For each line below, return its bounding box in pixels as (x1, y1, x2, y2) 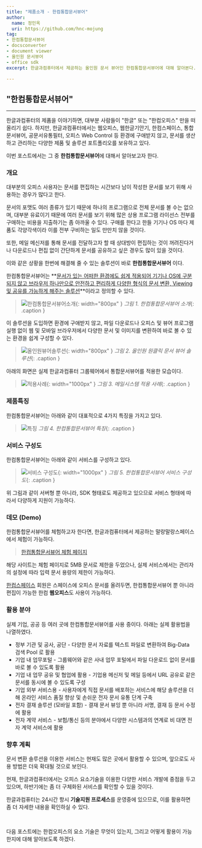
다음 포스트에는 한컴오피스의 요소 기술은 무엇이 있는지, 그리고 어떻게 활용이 (6, 828, 182, 835)
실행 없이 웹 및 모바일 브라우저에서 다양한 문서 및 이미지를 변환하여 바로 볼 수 (6, 327, 186, 334)
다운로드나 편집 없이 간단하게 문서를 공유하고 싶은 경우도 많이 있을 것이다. (12, 247, 185, 254)
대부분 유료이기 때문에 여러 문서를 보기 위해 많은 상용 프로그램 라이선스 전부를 (14, 212, 195, 219)
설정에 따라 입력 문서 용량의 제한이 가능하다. (12, 569, 115, 576)
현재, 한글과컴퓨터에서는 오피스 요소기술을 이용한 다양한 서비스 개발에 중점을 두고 (6, 775, 196, 782)
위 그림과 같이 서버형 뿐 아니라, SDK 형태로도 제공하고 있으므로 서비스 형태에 (6, 489, 185, 497)
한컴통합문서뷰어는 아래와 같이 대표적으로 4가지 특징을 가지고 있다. (6, 412, 162, 419)
